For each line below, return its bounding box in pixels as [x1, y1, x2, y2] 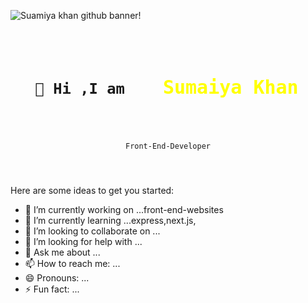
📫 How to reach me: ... [24, 258, 121, 270]
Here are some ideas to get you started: [10, 185, 175, 197]
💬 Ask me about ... [24, 246, 101, 259]
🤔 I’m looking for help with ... [24, 236, 143, 248]
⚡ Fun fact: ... [24, 283, 80, 295]
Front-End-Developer [124, 141, 212, 152]
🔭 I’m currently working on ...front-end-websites [24, 204, 224, 216]
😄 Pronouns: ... [24, 272, 90, 284]
